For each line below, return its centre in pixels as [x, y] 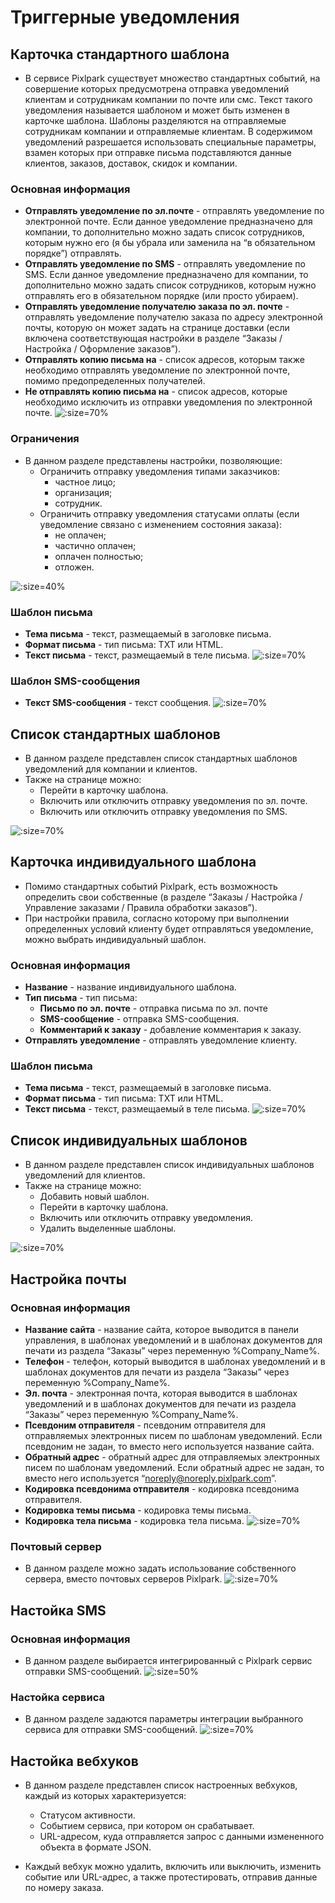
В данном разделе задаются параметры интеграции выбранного [164, 1719]
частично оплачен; [95, 545]
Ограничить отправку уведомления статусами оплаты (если [169, 513]
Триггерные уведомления [125, 17]
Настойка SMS [58, 1610]
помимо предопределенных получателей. [115, 381]
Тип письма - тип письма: [81, 998]
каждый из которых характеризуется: [105, 1795]
